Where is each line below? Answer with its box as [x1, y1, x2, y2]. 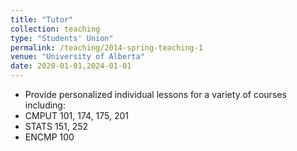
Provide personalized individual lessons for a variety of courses [24, 89, 287, 100]
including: [24, 99, 66, 111]
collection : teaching [10, 24, 101, 34]
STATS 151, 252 [24, 121, 89, 132]
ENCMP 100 [24, 131, 75, 143]
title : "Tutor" [10, 14, 74, 25]
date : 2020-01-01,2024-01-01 [10, 61, 132, 71]
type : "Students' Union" [10, 33, 114, 43]
